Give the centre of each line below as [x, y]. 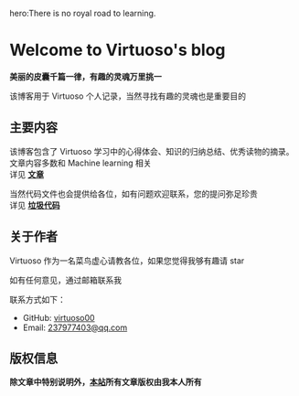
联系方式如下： [37, 299]
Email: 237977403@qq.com [75, 327]
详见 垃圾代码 [35, 205]
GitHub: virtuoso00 [59, 317]
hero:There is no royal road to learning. [83, 13]
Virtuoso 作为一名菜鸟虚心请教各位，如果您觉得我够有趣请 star [127, 261]
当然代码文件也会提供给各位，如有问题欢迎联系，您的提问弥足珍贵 [133, 193]
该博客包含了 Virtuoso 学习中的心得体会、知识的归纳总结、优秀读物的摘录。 [152, 151]
